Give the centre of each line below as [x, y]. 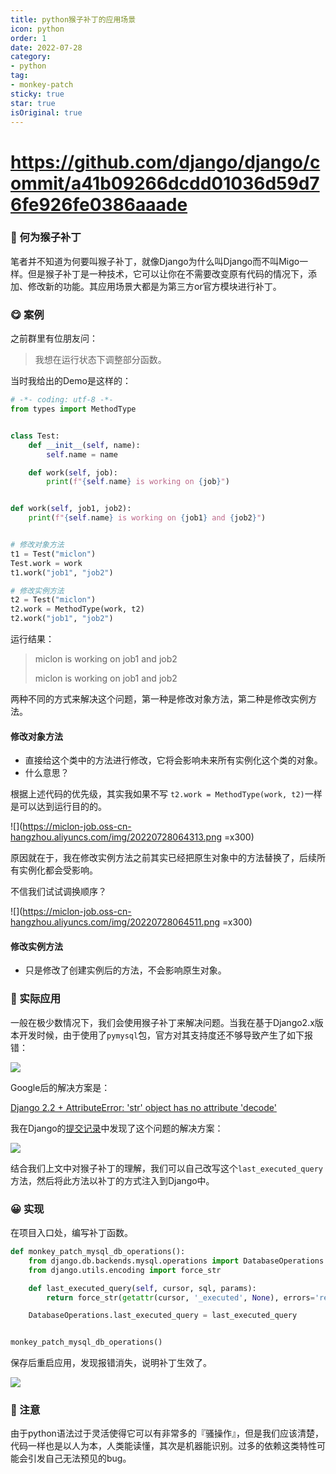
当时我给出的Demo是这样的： [71, 381]
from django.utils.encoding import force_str [125, 1270]
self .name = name [82, 454]
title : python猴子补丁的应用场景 [73, 19]
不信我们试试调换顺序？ [58, 892]
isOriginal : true [46, 112]
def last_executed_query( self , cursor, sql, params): [142, 1288]
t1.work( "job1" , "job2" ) [62, 572]
